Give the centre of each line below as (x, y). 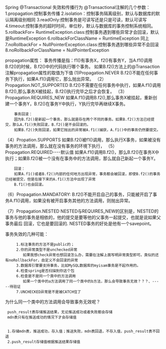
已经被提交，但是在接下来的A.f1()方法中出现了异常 (50, 179)
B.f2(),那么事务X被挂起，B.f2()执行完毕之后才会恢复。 (60, 91)
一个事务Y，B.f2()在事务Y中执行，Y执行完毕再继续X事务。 (69, 104)
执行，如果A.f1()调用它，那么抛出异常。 (54, 79)
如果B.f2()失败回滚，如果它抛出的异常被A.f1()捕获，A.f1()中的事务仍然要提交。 (87, 130)
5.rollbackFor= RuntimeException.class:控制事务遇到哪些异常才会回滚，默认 (82, 32)
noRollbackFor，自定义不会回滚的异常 (43, 260)
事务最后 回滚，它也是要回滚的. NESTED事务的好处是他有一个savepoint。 (80, 223)
